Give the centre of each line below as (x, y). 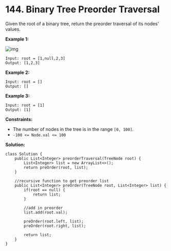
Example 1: (17, 39)
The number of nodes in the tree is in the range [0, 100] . (73, 129)
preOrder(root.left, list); (54, 221)
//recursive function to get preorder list (62, 181)
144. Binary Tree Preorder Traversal (83, 9)
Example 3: (17, 95)
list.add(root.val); (46, 212)
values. (13, 29)
